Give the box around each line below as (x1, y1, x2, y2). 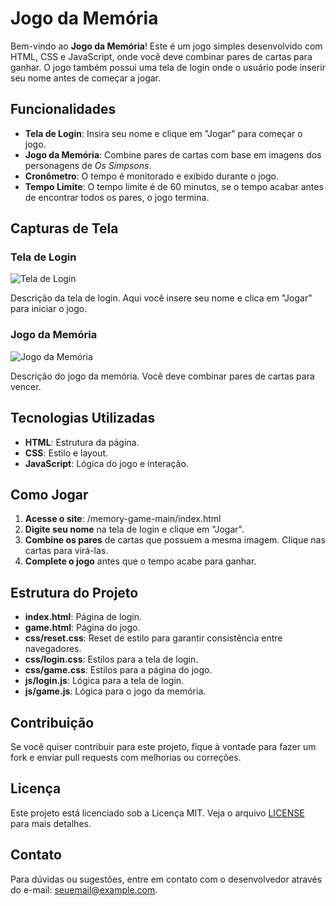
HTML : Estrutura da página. (24, 436, 140, 448)
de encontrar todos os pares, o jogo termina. (24, 191, 210, 203)
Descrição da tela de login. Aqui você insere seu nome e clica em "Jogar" (10, 292, 313, 304)
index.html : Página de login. (24, 611, 142, 623)
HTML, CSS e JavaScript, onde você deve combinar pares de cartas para (10, 50, 313, 62)
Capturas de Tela (10, 220, 119, 237)
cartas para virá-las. (24, 545, 109, 557)
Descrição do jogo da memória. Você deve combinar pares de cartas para (10, 370, 315, 382)
